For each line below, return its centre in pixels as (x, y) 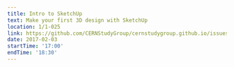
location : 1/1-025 (34, 27)
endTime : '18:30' (32, 53)
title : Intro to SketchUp (45, 14)
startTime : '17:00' (36, 46)
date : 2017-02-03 (32, 40)
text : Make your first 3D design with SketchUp (78, 20)
